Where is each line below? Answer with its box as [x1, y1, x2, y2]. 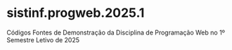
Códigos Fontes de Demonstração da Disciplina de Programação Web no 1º [6, 28, 226, 37]
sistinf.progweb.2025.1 [6, 5, 145, 21]
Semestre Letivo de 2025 [6, 35, 80, 44]
